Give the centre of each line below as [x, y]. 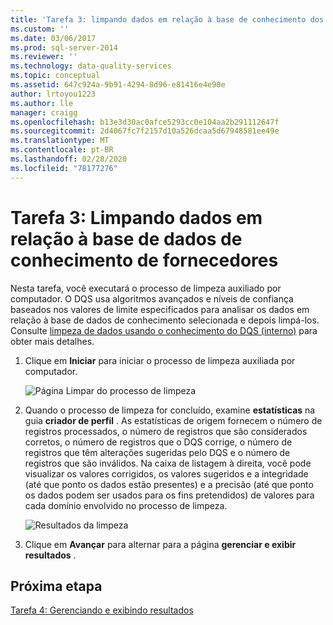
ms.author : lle [42, 103]
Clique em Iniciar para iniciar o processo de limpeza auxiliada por [160, 360]
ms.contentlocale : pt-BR [62, 150]
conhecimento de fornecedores [144, 260]
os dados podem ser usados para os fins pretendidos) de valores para [169, 495]
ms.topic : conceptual [55, 76]
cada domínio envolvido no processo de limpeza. [126, 505]
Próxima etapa [56, 586]
